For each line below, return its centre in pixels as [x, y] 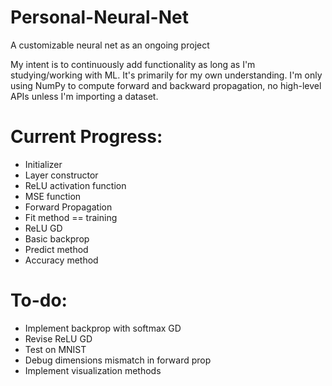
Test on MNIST [55, 349]
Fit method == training [71, 217]
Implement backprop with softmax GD [103, 328]
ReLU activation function [75, 185]
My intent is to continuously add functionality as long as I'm [133, 64]
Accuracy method [61, 260]
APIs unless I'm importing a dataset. [84, 96]
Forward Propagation [68, 207]
